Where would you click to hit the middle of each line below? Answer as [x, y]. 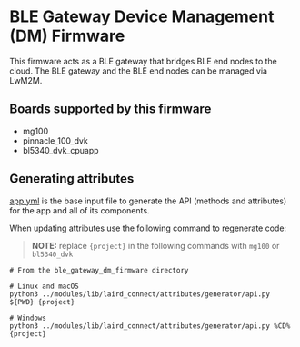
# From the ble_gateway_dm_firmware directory [99, 270]
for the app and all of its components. [80, 210]
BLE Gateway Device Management [142, 17]
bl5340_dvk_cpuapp [60, 150]
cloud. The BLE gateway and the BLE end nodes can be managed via [139, 71]
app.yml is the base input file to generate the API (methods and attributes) [148, 201]
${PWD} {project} [42, 302]
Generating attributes [72, 179]
